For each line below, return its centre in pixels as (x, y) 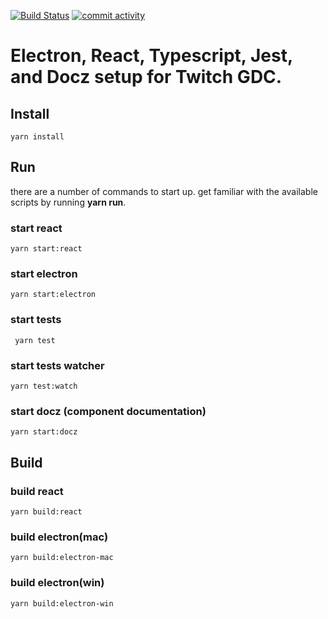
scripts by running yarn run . (68, 202)
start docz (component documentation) (108, 411)
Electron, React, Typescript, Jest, (151, 56)
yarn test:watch (44, 386)
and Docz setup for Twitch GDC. (146, 77)
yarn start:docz (44, 432)
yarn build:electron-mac (62, 558)
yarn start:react (46, 249)
